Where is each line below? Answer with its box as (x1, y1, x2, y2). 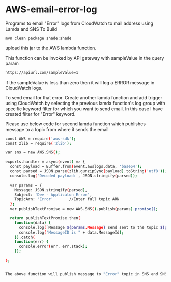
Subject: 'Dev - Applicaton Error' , (14, 192, 93, 197)
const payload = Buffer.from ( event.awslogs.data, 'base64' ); (10, 164, 142, 169)
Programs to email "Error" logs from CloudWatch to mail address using (5, 20, 154, 27)
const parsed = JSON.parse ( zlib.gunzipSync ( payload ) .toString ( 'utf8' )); (10, 169, 167, 174)
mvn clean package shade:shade (5, 36, 72, 41)
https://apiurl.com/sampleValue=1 (5, 70, 79, 75)
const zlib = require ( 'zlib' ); (5, 141, 72, 146)
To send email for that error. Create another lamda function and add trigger (5, 94, 163, 100)
